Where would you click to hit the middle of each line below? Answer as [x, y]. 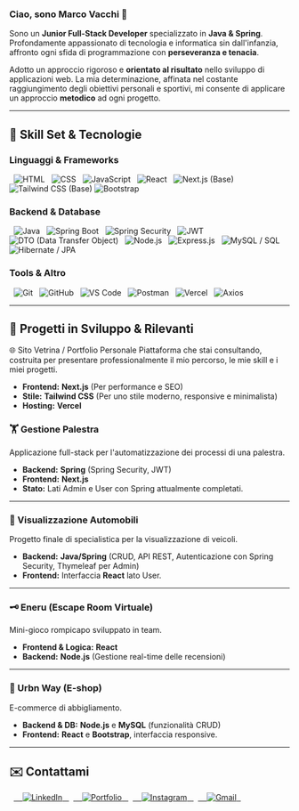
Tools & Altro [38, 273]
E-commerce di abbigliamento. [66, 708]
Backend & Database [55, 211]
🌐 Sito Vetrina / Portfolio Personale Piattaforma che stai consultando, [136, 350]
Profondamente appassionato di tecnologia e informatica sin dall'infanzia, [144, 43]
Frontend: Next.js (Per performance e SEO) [103, 387]
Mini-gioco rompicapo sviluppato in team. [86, 630]
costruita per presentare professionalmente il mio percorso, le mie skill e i [144, 361]
